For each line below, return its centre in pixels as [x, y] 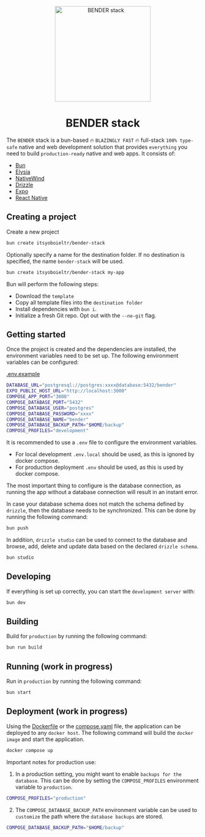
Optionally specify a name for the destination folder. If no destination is [96, 254]
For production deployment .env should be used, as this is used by [99, 467]
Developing [28, 577]
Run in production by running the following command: [74, 681]
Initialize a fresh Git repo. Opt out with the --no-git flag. [86, 315]
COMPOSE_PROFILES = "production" [46, 798]
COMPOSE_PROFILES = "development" [47, 431]
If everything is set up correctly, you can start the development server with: [101, 591]
